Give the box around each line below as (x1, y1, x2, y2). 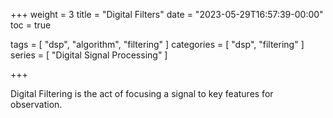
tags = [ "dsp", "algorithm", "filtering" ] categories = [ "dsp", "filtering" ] (10, 39, 305, 50)
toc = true (10, 19, 52, 31)
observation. (10, 99, 63, 110)
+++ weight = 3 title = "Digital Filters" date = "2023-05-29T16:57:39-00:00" (10, 9, 324, 20)
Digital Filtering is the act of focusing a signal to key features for (10, 88, 274, 99)
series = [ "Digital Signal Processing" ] (10, 49, 168, 61)
